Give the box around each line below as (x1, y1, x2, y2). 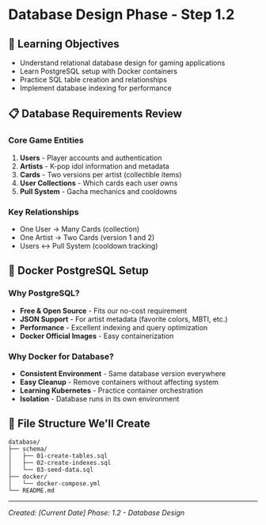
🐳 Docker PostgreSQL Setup (8, 264, 149, 278)
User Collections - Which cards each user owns (19, 178, 178, 188)
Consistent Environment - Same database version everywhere (19, 368, 226, 378)
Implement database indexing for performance (19, 83, 172, 93)
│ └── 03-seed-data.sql (8, 466, 93, 474)
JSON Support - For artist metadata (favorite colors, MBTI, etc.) (19, 314, 228, 324)
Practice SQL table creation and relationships (19, 75, 168, 84)
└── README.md (8, 486, 55, 494)
